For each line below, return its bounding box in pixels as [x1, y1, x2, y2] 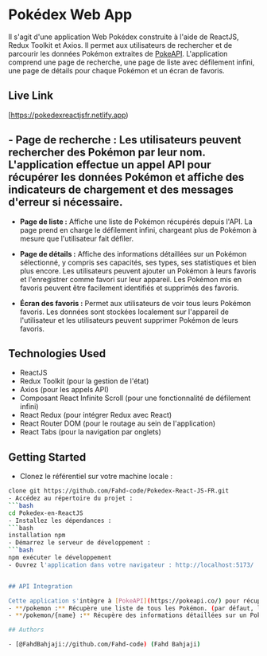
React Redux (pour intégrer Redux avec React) [19, 410, 172, 420]
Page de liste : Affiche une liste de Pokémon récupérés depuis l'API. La [19, 217, 253, 226]
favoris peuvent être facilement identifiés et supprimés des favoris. [19, 283, 240, 293]
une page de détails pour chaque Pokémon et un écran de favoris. [8, 65, 225, 75]
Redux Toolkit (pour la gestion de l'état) [19, 376, 149, 386]
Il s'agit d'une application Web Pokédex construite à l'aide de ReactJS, [8, 32, 240, 41]
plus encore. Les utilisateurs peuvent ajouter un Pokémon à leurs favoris [19, 265, 257, 276]
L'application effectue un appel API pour [8, 158, 212, 172]
